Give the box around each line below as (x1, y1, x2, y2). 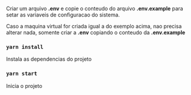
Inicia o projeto (6, 82, 43, 89)
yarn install (6, 44, 44, 50)
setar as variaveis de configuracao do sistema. (6, 11, 120, 18)
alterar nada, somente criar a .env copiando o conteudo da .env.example (6, 29, 186, 36)
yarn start (6, 70, 37, 77)
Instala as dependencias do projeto (6, 55, 92, 63)
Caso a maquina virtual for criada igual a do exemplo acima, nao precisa (6, 23, 182, 30)
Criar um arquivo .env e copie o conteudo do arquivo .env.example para (6, 5, 183, 12)
